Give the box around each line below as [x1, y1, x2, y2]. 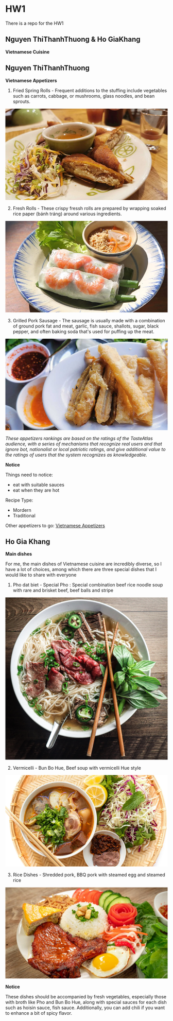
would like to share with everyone [5, 572, 77, 578]
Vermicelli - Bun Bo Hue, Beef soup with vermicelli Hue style [12, 765, 142, 771]
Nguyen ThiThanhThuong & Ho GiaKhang [5, 35, 141, 44]
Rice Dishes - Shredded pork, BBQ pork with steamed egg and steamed [12, 871, 166, 878]
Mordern [12, 507, 32, 513]
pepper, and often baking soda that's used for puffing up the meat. [12, 328, 154, 335]
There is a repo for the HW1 [5, 20, 64, 26]
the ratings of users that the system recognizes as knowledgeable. [5, 452, 148, 458]
